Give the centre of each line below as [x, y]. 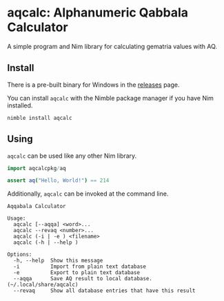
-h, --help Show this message [58, 261]
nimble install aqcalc [40, 118]
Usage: [17, 218]
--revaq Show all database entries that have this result [104, 291]
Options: [20, 255]
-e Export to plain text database [77, 273]
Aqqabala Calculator [37, 207]
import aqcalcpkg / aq [37, 168]
